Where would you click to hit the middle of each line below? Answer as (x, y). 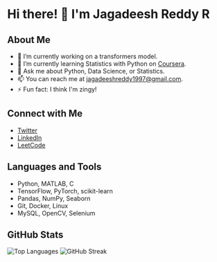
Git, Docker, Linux (43, 206)
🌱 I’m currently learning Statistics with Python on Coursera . (102, 64)
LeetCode (31, 145)
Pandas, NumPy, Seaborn (54, 198)
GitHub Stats (35, 235)
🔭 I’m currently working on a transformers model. (87, 56)
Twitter (27, 130)
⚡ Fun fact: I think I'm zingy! (57, 89)
